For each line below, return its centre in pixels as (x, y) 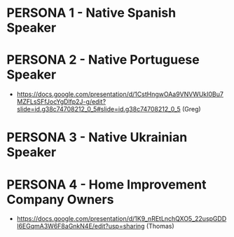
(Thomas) (160, 226)
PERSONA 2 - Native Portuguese (103, 60)
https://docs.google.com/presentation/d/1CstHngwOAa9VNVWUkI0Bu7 (120, 94)
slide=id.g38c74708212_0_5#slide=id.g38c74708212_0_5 (99, 109)
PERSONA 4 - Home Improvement (106, 184)
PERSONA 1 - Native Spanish (91, 13)
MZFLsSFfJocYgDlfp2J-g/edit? (61, 102)
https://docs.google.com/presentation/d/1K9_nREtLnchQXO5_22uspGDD (122, 219)
